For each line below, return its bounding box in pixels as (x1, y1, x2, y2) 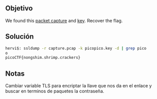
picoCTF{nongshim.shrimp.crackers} (5, 55, 81, 60)
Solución (5, 32, 34, 41)
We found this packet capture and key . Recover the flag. (5, 17, 123, 23)
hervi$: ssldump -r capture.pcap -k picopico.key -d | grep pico (5, 46, 146, 51)
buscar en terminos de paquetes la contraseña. (5, 88, 105, 94)
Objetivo (5, 4, 33, 13)
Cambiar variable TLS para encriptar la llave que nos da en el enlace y (5, 83, 152, 89)
